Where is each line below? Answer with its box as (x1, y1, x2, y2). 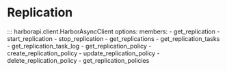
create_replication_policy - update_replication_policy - (7, 49, 160, 57)
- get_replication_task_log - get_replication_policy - (7, 42, 152, 50)
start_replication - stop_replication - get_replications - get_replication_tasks (7, 34, 220, 42)
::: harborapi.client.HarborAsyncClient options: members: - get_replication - (7, 27, 220, 35)
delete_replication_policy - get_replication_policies (7, 56, 150, 64)
